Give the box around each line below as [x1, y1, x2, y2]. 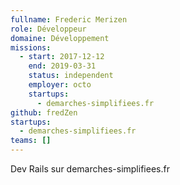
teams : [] [10, 136, 52, 146]
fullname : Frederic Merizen [10, 14, 128, 25]
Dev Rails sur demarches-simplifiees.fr [10, 163, 170, 175]
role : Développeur [10, 24, 87, 34]
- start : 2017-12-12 [19, 52, 105, 62]
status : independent [28, 71, 114, 81]
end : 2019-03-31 [28, 61, 97, 71]
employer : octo [28, 80, 92, 90]
